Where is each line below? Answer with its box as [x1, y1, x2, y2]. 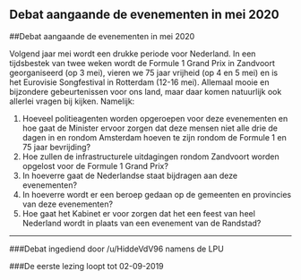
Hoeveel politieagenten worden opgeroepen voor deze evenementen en [21, 113, 288, 123]
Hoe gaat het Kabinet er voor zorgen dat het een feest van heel [21, 208, 255, 218]
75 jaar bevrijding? [21, 141, 91, 152]
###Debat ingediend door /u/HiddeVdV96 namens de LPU [9, 243, 224, 254]
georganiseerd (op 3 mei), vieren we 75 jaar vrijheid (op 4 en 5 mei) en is [9, 67, 279, 78]
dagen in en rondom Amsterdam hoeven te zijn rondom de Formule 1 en [21, 132, 287, 142]
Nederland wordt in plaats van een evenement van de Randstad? [21, 217, 262, 228]
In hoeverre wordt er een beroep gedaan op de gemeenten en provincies [21, 189, 292, 199]
